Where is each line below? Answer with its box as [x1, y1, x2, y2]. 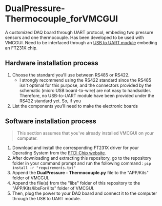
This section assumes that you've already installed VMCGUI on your [17, 130, 154, 136]
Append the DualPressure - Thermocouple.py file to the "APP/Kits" [12, 169, 149, 175]
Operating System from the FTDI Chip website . [12, 150, 106, 156]
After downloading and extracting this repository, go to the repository [12, 155, 152, 161]
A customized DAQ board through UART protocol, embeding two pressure [5, 29, 154, 35]
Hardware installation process [5, 59, 99, 67]
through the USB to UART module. [12, 195, 81, 201]
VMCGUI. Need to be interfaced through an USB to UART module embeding [5, 39, 158, 45]
